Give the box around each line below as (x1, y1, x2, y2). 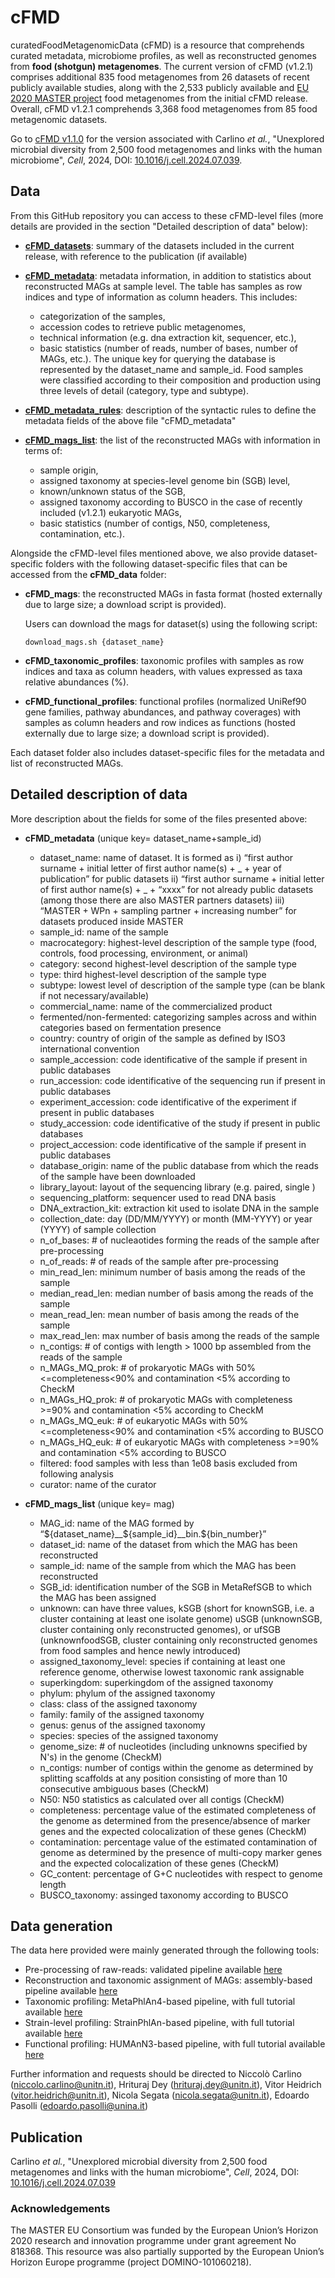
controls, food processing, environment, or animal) (39, 947, 249, 959)
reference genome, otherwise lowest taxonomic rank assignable (39, 1666, 305, 1678)
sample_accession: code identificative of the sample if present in (39, 1053, 308, 1065)
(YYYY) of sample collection (39, 1223, 157, 1235)
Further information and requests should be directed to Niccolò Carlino (10, 2068, 302, 2080)
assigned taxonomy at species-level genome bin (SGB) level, (39, 474, 291, 486)
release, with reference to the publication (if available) (24, 250, 248, 262)
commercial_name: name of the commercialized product (39, 1000, 273, 1012)
